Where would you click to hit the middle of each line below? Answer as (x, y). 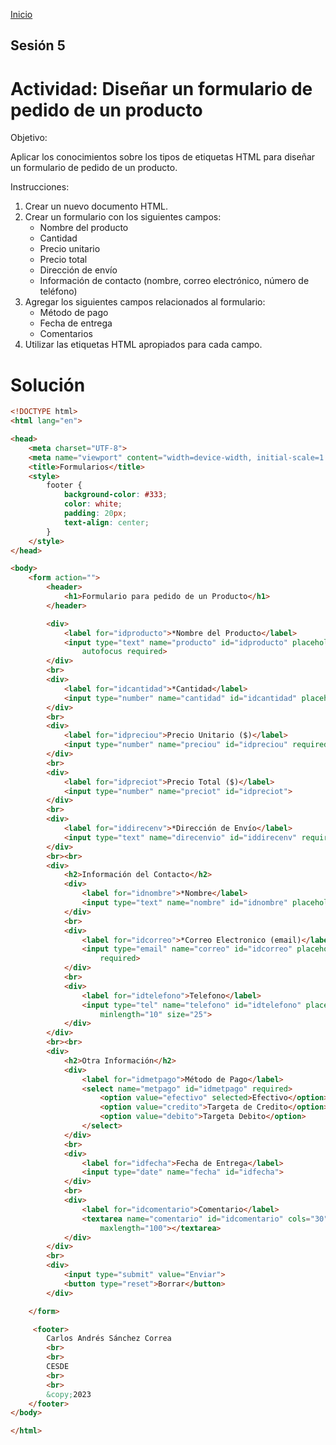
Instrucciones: (40, 187)
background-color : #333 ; (115, 495)
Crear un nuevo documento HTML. (96, 206)
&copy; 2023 (69, 1394)
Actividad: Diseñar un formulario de (161, 88)
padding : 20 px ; (95, 514)
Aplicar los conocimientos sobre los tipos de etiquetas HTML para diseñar (163, 157)
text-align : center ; (106, 522)
